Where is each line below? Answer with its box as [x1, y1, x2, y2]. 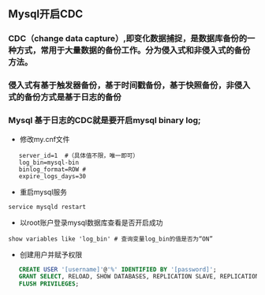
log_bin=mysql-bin [18, 159, 80, 166]
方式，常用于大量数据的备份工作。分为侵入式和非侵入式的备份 [16, 45, 251, 56]
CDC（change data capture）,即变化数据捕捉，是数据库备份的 [8, 33, 248, 44]
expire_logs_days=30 [18, 172, 87, 180]
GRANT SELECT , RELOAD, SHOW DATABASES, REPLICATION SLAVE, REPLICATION [18, 273, 259, 281]
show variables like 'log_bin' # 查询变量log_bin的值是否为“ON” [8, 235, 213, 243]
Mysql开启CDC [8, 7, 84, 21]
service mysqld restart [8, 203, 87, 211]
